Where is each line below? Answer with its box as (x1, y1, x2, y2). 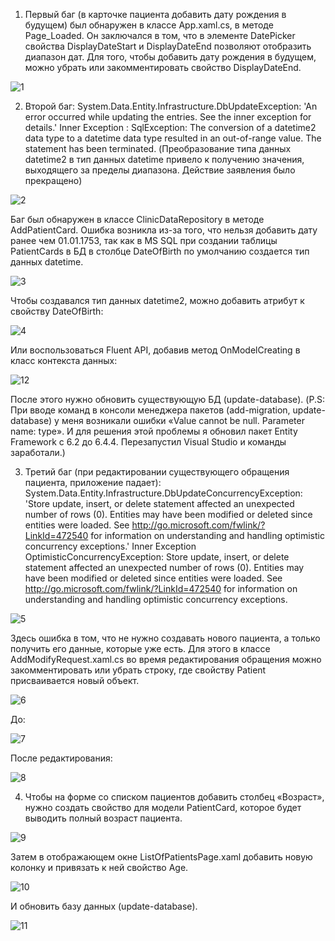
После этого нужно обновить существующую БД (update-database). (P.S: (10, 394, 325, 405)
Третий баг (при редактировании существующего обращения (24, 466, 290, 478)
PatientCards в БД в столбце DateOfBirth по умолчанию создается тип (10, 245, 310, 257)
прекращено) (24, 175, 83, 186)
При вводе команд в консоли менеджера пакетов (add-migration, (10, 404, 291, 416)
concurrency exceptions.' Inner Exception (24, 540, 197, 552)
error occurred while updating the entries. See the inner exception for (24, 111, 312, 123)
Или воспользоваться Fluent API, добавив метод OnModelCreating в (10, 344, 301, 356)
